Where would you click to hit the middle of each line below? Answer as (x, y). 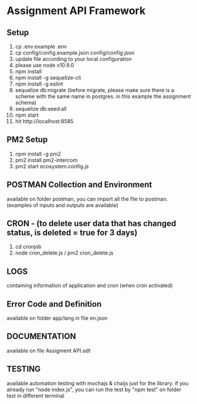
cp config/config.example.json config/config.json (75, 53)
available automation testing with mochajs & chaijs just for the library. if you (98, 383)
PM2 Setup (27, 140)
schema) (26, 103)
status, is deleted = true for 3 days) (72, 233)
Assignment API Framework (76, 11)
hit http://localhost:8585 (44, 121)
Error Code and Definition (54, 304)
